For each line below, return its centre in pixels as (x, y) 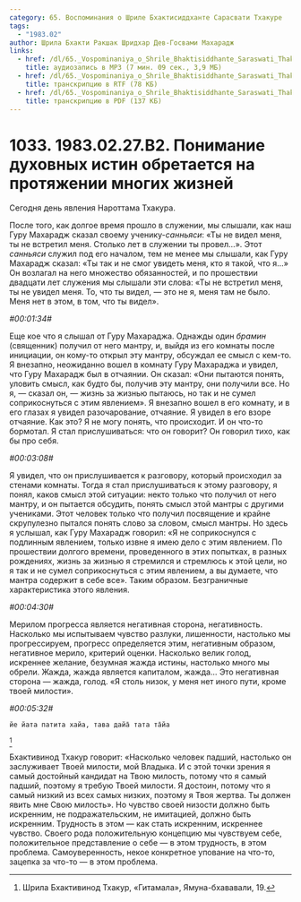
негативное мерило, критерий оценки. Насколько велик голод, (130, 653)
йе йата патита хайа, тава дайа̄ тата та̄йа (90, 725)
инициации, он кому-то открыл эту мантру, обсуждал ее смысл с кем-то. (150, 356)
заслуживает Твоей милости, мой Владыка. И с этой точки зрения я (140, 767)
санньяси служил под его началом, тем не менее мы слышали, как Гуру (149, 254)
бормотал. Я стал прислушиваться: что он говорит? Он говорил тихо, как (150, 432)
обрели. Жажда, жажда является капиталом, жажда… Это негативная (144, 672)
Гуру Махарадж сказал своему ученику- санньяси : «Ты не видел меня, (146, 235)
